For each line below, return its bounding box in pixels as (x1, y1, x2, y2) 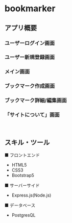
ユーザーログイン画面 (4, 40, 55, 47)
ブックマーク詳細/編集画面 (4, 97, 67, 104)
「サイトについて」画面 (4, 111, 60, 118)
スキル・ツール (4, 138, 50, 147)
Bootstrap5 (11, 173, 35, 178)
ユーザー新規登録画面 (4, 54, 55, 61)
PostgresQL (11, 212, 36, 218)
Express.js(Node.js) (11, 192, 51, 198)
